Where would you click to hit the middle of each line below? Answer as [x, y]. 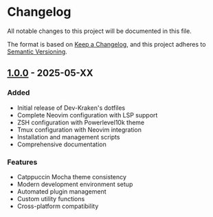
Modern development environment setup [75, 184]
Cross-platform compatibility [58, 206]
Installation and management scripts [68, 137]
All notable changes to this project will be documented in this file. [100, 31]
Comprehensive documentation [61, 144]
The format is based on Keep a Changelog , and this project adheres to [106, 44]
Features [22, 162]
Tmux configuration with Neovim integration [79, 129]
